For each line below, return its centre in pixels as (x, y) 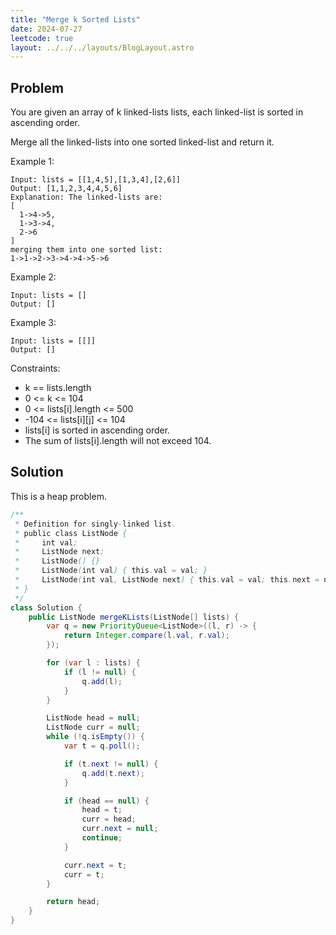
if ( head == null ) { (106, 801)
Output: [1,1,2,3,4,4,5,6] (66, 189)
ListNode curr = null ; (93, 727)
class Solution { (46, 607)
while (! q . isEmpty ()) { (95, 737)
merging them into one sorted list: (86, 250)
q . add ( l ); (102, 681)
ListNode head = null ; (93, 718)
